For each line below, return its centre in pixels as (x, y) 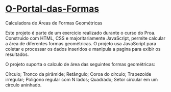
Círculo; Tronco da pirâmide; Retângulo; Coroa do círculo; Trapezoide (78, 74)
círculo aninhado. (23, 85)
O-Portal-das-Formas (52, 9)
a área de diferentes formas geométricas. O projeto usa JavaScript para (81, 43)
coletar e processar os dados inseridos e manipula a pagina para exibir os (83, 49)
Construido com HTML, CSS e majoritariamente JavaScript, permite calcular (86, 38)
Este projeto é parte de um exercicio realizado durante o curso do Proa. (80, 33)
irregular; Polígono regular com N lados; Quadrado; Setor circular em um (82, 79)
